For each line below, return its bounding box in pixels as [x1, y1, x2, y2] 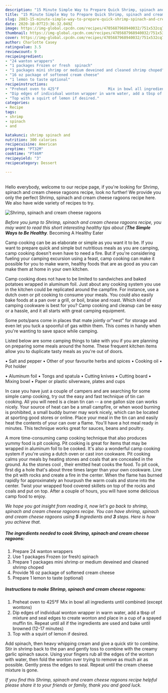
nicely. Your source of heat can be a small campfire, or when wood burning [5, 403, 160, 410]
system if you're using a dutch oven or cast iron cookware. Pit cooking [5, 450, 150, 456]
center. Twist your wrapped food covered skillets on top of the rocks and [5, 482, 155, 488]
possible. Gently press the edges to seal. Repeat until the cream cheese [5, 661, 153, 667]
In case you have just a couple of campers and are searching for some [5, 388, 150, 394]
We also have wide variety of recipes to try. [5, 199, 94, 205]
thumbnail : [5, 30, 28, 35]
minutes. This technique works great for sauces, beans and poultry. [5, 425, 144, 431]
